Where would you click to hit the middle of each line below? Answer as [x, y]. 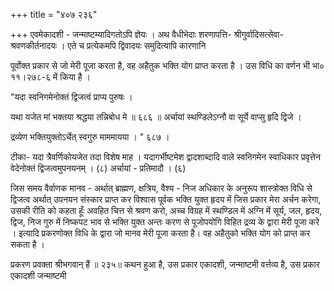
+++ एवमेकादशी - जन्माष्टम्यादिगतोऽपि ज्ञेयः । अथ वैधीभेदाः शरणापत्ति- [121, 34]
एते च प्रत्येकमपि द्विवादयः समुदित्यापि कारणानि [137, 45]
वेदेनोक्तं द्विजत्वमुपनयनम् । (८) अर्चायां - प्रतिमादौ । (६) [98, 168]
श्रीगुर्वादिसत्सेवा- [258, 34]
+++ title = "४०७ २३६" [54, 14]
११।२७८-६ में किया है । [51, 77]
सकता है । [27, 244]
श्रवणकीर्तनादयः [34, 45]
